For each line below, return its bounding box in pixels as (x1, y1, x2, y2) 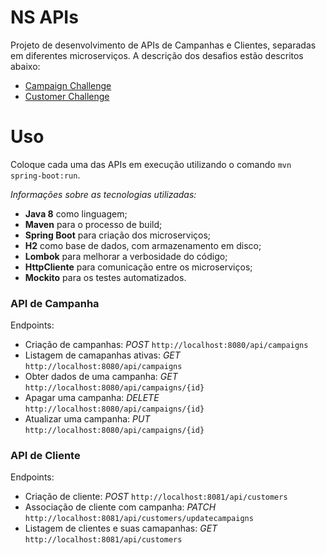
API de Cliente (10, 449, 81, 463)
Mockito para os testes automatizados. (24, 271, 187, 283)
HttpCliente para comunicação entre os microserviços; (24, 261, 253, 273)
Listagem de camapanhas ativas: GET (24, 349, 181, 361)
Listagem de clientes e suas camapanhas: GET (24, 522, 218, 535)
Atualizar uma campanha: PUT (24, 413, 151, 425)
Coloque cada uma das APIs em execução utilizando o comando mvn (10, 158, 292, 170)
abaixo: (10, 60, 41, 72)
